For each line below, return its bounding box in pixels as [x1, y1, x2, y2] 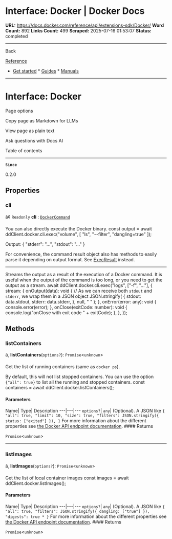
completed [5, 33, 28, 39]
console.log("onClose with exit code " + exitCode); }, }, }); [5, 309, 127, 316]
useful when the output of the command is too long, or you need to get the [5, 277, 163, 283]
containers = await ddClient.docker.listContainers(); [5, 385, 114, 391]
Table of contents [5, 147, 42, 154]
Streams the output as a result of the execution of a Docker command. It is [5, 271, 162, 277]
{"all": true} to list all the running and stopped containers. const [5, 379, 145, 385]
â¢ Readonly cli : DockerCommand [5, 213, 70, 220]
